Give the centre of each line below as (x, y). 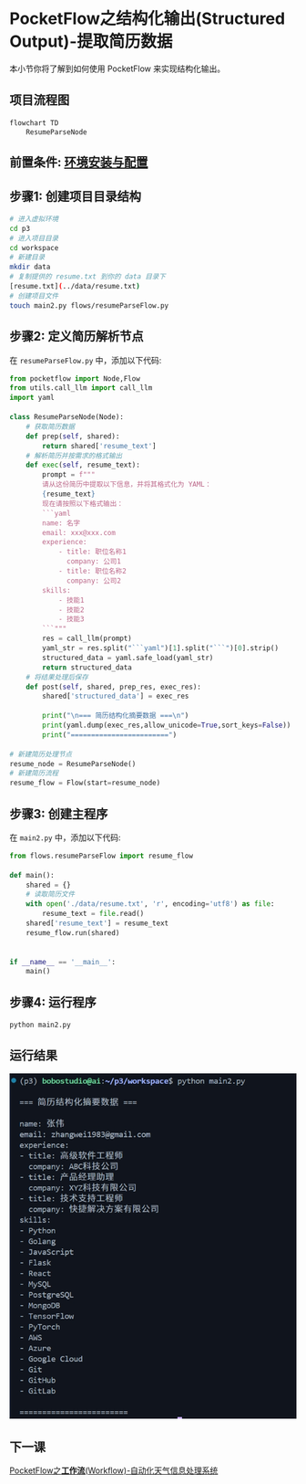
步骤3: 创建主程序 (59, 814)
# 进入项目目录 (34, 238)
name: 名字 (61, 523)
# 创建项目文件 (34, 296)
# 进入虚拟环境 (34, 219)
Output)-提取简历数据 (91, 42)
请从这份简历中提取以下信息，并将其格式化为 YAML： (127, 485)
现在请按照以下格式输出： (83, 503)
